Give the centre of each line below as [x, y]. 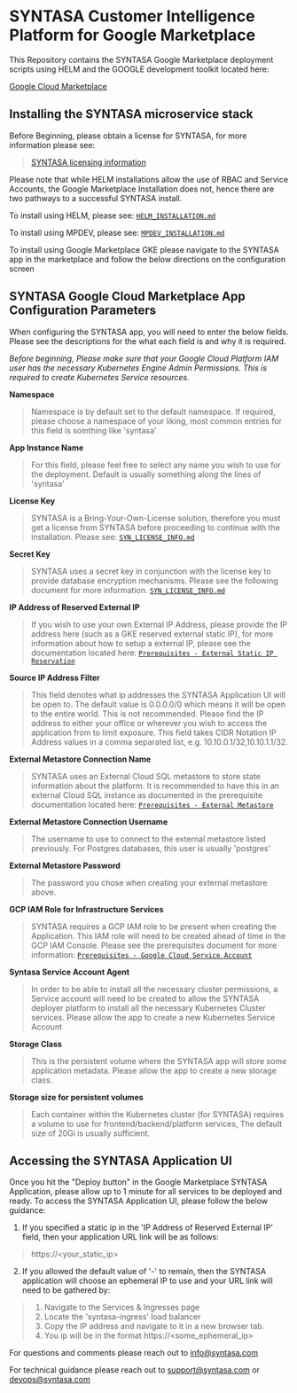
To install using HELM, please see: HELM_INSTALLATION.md [113, 215]
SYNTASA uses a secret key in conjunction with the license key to [151, 571]
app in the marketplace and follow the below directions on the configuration [148, 259]
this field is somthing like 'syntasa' [94, 430]
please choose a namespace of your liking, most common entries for [156, 421]
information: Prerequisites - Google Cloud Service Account [141, 954]
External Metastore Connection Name [80, 759]
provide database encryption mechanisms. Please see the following [155, 580]
